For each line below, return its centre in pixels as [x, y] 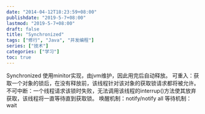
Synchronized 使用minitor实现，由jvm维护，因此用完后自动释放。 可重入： [100, 75]
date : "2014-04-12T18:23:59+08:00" [52, 12]
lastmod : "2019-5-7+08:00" [41, 23]
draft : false [23, 29]
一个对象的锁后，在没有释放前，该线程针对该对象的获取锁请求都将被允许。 [105, 83]
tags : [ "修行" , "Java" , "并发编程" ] [50, 40]
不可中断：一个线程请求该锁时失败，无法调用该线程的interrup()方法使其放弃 [102, 91]
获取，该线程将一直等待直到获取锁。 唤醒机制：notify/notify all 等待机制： [99, 98]
